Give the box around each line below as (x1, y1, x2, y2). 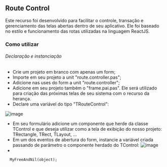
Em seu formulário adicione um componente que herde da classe (12, 121, 148, 127)
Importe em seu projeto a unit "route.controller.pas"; (12, 74, 122, 80)
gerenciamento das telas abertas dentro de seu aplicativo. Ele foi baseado (5, 23, 159, 29)
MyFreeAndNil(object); (10, 157, 58, 162)
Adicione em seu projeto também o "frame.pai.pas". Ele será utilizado (12, 85, 157, 91)
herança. (12, 95, 31, 101)
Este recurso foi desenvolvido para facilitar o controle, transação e (5, 17, 144, 23)
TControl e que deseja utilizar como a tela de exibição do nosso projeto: (12, 126, 162, 132)
